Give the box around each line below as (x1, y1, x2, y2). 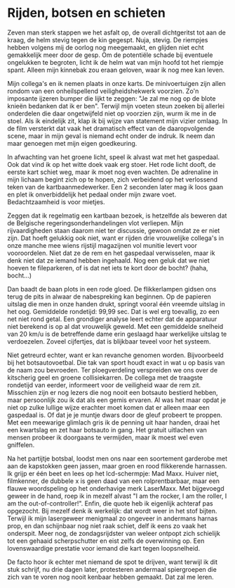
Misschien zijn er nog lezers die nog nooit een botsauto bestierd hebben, (7, 388, 219, 396)
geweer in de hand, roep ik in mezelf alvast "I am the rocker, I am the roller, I (7, 492, 227, 500)
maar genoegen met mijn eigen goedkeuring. (7, 139, 137, 147)
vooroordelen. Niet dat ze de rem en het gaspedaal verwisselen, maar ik (7, 249, 215, 257)
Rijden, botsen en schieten (7, 5, 166, 21)
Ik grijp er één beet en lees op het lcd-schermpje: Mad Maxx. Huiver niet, (7, 469, 219, 477)
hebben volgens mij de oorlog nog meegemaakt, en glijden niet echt (7, 43, 205, 51)
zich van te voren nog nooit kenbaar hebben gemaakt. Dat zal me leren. (7, 573, 214, 581)
